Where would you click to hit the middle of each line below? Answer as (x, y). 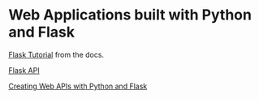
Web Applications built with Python (130, 15)
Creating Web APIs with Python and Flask (78, 86)
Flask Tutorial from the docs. (56, 54)
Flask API (24, 70)
